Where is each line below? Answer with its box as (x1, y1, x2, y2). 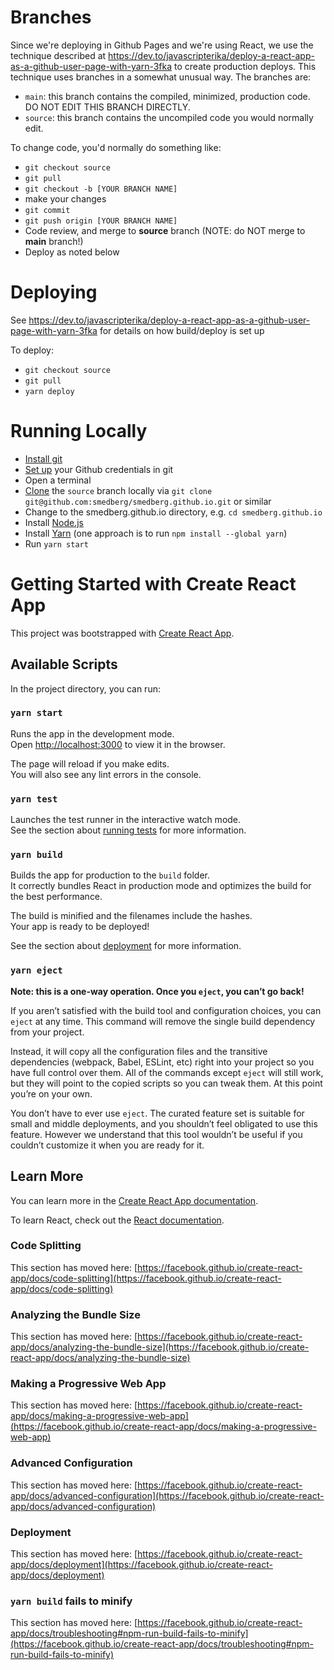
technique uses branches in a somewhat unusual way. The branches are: (10, 71, 312, 83)
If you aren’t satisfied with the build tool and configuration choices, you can (10, 1004, 322, 1016)
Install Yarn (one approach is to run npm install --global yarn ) (24, 527, 288, 539)
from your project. (10, 1026, 85, 1038)
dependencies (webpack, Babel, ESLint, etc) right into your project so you (10, 1056, 315, 1068)
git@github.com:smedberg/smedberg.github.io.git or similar (24, 495, 272, 507)
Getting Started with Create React (10, 573, 297, 595)
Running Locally (10, 420, 148, 443)
